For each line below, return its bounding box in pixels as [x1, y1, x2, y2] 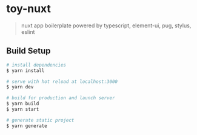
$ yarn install [6, 67, 45, 74]
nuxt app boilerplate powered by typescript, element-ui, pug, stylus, [21, 22, 192, 29]
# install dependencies [6, 62, 67, 68]
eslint [21, 28, 35, 35]
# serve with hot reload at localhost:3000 [6, 78, 118, 85]
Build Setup [6, 46, 51, 56]
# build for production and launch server [6, 95, 115, 101]
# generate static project [6, 117, 75, 123]
